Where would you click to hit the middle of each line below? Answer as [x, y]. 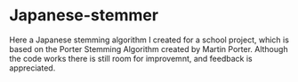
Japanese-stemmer [84, 15]
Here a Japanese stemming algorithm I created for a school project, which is [149, 40]
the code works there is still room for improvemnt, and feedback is [131, 58]
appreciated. [32, 68]
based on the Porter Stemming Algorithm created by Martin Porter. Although [149, 48]
